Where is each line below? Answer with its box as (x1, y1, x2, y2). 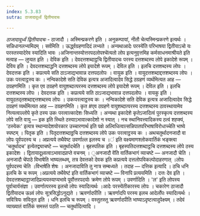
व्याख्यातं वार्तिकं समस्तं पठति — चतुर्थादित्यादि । (6, 202, 96, 209)
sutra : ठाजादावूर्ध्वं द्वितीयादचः (6, 14, 61, 20)
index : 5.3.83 (6, 8, 42, 15)
